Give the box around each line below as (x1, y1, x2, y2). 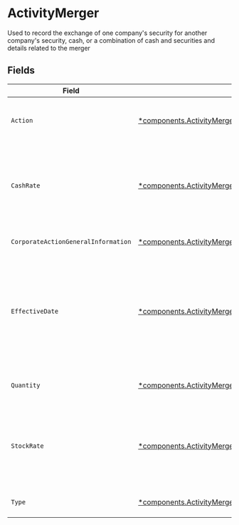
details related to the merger (7, 44, 91, 52)
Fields (7, 64, 36, 76)
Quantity (11, 381, 41, 389)
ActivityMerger (7, 5, 100, 21)
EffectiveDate (11, 307, 59, 315)
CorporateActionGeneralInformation (11, 238, 132, 245)
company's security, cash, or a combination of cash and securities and (7, 36, 216, 44)
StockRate (11, 442, 44, 450)
